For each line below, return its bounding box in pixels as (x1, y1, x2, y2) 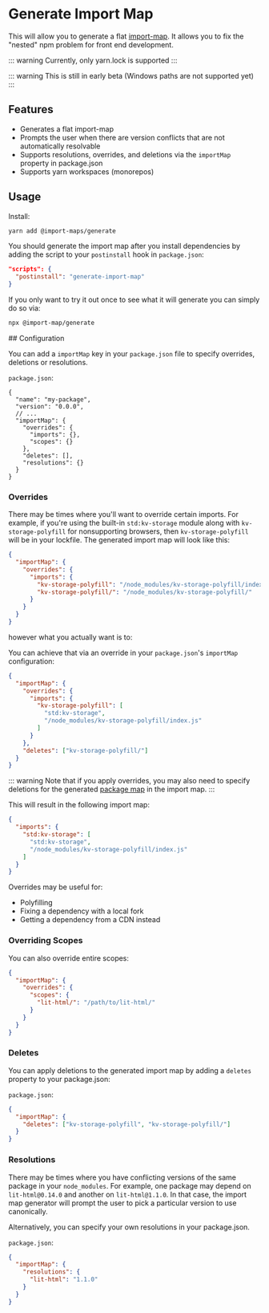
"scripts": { (8, 266, 52, 274)
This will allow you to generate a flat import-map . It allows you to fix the (8, 31, 244, 41)
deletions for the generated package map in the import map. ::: (8, 784, 215, 795)
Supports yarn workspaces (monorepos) (19, 166, 155, 177)
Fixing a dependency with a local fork (19, 906, 144, 916)
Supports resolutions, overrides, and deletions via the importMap (19, 149, 231, 159)
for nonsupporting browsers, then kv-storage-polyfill (67, 526, 249, 536)
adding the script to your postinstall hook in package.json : (8, 250, 204, 259)
